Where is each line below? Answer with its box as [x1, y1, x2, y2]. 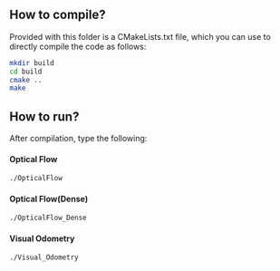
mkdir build [9, 58, 54, 67]
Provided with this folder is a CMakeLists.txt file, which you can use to [9, 31, 272, 42]
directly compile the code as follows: [9, 41, 147, 52]
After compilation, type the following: [9, 133, 148, 144]
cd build [9, 67, 43, 76]
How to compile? [9, 7, 106, 23]
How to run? [9, 109, 80, 124]
